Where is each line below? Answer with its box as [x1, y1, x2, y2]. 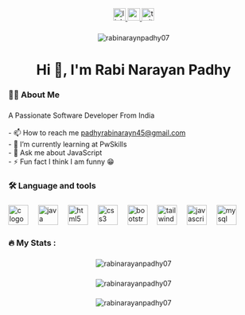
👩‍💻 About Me [8, 89, 60, 100]
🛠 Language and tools [8, 180, 97, 191]
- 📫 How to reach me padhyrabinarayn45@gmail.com [8, 127, 186, 138]
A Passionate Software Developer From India [8, 111, 155, 120]
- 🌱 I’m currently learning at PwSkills [8, 139, 127, 149]
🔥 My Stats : [8, 237, 56, 248]
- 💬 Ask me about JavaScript [8, 147, 103, 157]
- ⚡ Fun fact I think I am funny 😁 [8, 157, 115, 166]
